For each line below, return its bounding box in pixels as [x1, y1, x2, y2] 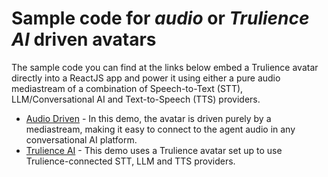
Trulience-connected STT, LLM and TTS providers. [25, 155, 236, 167]
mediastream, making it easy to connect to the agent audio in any [25, 123, 296, 135]
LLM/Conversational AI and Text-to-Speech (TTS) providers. [11, 93, 261, 105]
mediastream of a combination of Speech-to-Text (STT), [11, 82, 244, 94]
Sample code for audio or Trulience [11, 7, 310, 30]
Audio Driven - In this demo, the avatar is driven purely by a [25, 112, 272, 124]
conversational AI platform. [25, 133, 138, 146]
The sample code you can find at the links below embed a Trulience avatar [11, 61, 319, 73]
